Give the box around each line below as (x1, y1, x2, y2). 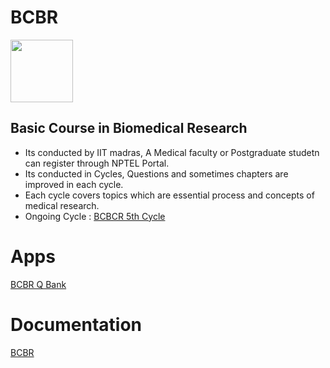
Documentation (10, 313, 143, 336)
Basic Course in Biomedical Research (10, 120, 248, 137)
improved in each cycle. (24, 178, 124, 190)
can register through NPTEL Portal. (24, 157, 170, 169)
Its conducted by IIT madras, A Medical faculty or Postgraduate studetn (24, 146, 320, 158)
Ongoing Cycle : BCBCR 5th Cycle (24, 210, 166, 222)
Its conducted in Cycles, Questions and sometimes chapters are (24, 167, 289, 180)
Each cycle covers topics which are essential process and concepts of (24, 189, 315, 201)
